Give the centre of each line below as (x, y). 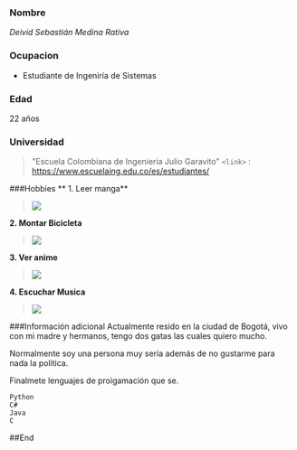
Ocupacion (34, 56)
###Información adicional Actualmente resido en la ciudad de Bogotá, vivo (148, 326)
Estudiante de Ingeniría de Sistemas (89, 75)
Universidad (37, 142)
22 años (24, 118)
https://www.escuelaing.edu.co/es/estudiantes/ (120, 171)
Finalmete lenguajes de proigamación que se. (94, 380)
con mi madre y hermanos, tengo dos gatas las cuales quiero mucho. (138, 336)
